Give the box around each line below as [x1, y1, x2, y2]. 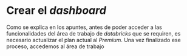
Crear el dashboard [6, 4, 106, 17]
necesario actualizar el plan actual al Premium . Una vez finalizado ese [6, 36, 181, 43]
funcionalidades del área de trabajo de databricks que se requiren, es [6, 30, 181, 37]
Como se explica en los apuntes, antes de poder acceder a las [6, 23, 162, 31]
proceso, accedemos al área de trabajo [6, 43, 104, 50]
